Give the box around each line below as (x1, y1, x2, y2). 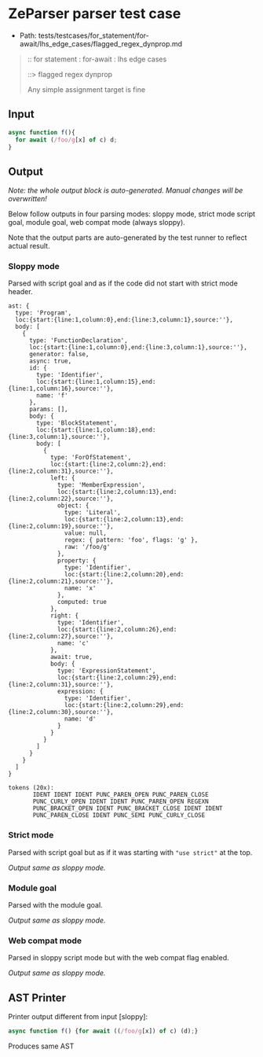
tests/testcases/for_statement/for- (38, 31, 149, 40)
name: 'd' (64, 715, 97, 724)
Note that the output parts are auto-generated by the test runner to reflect (8, 233, 247, 242)
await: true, (49, 654, 93, 661)
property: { (57, 557, 97, 565)
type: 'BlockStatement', (36, 419, 118, 427)
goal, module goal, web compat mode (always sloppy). (8, 218, 186, 227)
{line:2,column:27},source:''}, (8, 632, 114, 641)
